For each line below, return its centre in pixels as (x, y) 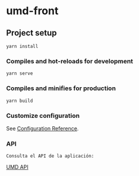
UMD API (17, 167)
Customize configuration (43, 116)
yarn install (22, 46)
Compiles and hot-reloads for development (70, 61)
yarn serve (20, 73)
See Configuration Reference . (42, 128)
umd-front (32, 11)
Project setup (32, 33)
